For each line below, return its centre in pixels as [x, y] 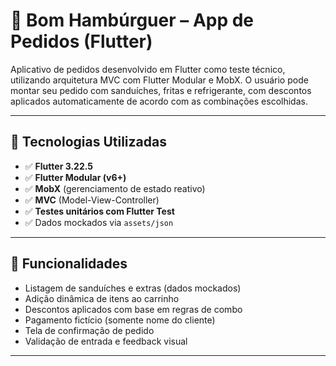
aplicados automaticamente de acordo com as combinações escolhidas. [159, 101]
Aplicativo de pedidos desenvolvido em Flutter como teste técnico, [148, 69]
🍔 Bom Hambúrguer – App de [132, 20]
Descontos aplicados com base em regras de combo [133, 309]
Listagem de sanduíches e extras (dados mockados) [133, 288]
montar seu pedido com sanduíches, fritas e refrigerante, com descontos [161, 90]
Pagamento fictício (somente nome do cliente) [120, 320]
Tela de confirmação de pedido [89, 330]
